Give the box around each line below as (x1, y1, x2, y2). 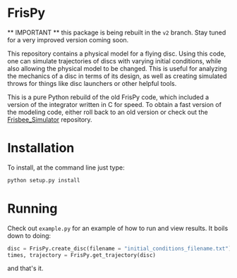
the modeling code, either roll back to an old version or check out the (7, 108, 208, 116)
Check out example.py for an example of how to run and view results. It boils (7, 224, 229, 232)
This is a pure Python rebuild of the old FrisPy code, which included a (7, 93, 209, 101)
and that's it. (7, 264, 44, 272)
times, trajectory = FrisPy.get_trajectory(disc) (7, 251, 157, 258)
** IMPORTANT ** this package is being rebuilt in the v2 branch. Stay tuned (7, 28, 226, 37)
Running (7, 201, 58, 216)
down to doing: (7, 231, 51, 240)
